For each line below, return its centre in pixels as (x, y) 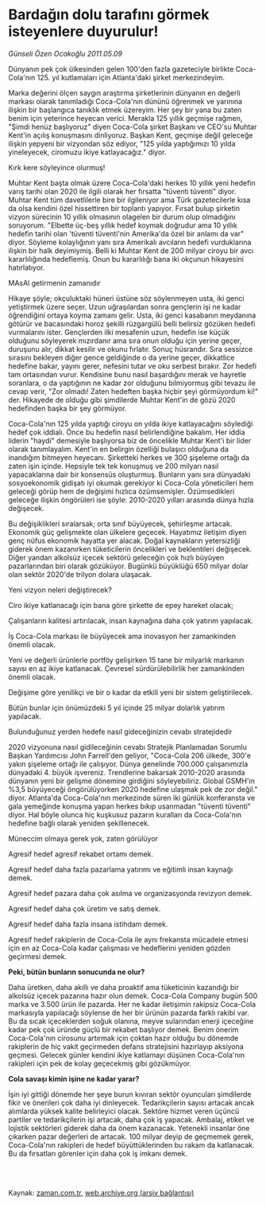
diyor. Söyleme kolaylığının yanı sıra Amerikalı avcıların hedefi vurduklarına (130, 242)
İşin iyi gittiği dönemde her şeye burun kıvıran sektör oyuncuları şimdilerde (130, 1094)
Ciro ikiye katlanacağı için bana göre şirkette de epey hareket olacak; (121, 605)
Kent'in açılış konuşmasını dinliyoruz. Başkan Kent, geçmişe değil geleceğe (131, 135)
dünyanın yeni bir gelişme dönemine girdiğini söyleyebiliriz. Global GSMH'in (132, 781)
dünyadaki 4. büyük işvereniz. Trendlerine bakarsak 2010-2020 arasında (127, 772)
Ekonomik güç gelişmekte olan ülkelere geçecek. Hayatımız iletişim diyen (127, 532)
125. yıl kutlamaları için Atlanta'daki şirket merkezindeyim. (131, 77)
